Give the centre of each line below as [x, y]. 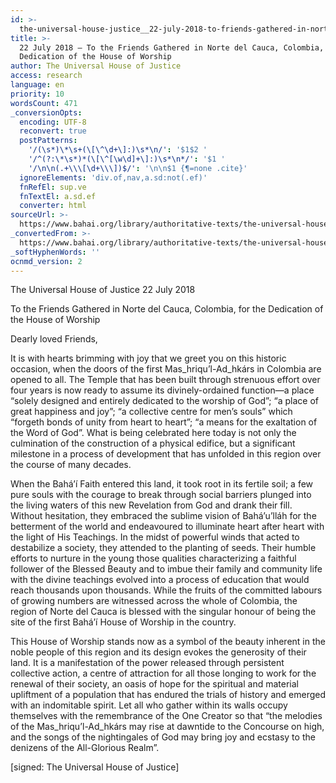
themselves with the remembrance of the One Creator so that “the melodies [166, 716]
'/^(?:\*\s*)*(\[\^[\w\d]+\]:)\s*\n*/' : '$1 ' [127, 159]
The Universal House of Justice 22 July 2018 [103, 290]
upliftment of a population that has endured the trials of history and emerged [168, 695]
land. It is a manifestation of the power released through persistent [147, 663]
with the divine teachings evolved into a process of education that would [160, 580]
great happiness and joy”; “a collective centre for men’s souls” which [151, 412]
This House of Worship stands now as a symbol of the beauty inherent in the [168, 642]
